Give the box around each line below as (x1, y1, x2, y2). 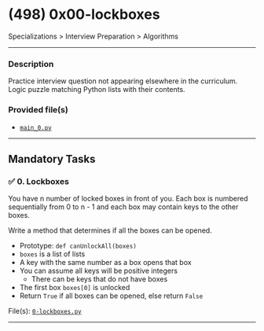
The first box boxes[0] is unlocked (19, 283, 130, 292)
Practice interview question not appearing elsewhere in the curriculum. (8, 76, 238, 86)
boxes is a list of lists (19, 249, 86, 259)
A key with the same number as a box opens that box (19, 258, 192, 267)
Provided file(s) (8, 105, 68, 116)
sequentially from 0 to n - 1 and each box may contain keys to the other (8, 202, 239, 211)
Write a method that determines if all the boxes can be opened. (8, 226, 212, 235)
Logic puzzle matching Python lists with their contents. (8, 85, 186, 94)
